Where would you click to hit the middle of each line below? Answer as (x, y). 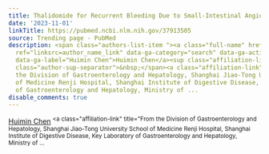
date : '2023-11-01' (41, 23)
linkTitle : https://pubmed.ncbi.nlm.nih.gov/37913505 (100, 30)
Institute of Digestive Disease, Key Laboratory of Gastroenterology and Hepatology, (123, 136)
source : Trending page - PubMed (62, 38)
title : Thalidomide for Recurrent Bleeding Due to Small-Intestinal (125, 16)
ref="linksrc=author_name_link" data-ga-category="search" (116, 53)
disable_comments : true (48, 97)
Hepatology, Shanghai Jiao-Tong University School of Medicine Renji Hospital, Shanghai (129, 128)
